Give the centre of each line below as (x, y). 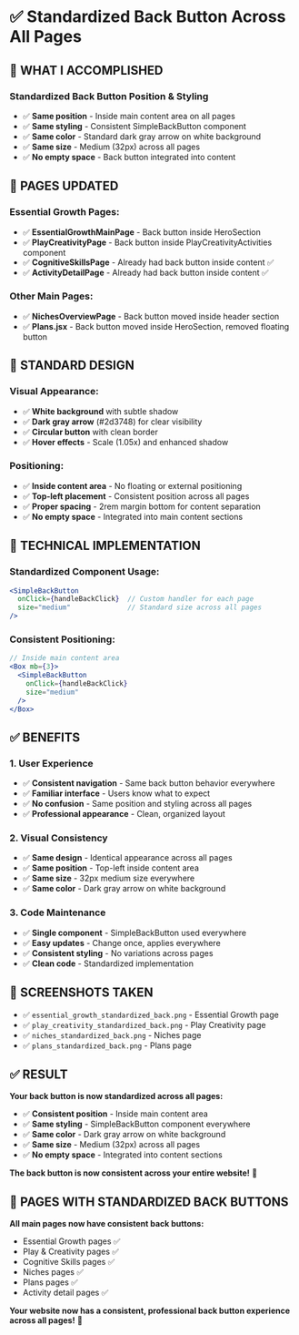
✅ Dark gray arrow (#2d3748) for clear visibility (112, 422)
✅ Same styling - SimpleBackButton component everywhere (137, 1124)
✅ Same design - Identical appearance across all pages (128, 858)
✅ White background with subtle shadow (100, 411)
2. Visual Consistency (59, 838)
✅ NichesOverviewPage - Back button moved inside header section (151, 316)
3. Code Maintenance (58, 912)
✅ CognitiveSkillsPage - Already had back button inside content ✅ (148, 262)
